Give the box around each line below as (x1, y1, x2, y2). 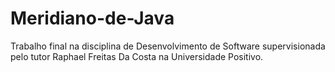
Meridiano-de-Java (10, 7, 175, 30)
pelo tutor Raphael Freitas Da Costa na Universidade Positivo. (10, 50, 264, 62)
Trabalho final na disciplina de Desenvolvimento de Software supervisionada (10, 40, 326, 52)
